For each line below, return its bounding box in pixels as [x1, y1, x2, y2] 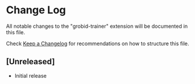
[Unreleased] [6, 57, 55, 67]
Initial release [14, 72, 47, 79]
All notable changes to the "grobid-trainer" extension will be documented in [6, 23, 188, 30]
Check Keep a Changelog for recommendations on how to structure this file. [6, 40, 190, 47]
